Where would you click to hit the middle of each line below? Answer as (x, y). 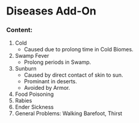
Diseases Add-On (51, 11)
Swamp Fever (32, 56)
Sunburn (26, 69)
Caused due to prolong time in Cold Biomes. (79, 49)
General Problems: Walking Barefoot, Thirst (68, 113)
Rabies (23, 101)
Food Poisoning (34, 94)
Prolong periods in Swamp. (57, 62)
